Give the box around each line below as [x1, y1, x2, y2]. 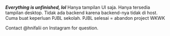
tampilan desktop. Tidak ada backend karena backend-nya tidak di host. [5, 10, 158, 16]
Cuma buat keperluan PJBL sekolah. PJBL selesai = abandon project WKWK [5, 15, 165, 21]
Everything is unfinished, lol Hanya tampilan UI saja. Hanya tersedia [5, 5, 150, 10]
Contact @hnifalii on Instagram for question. [5, 25, 99, 31]
